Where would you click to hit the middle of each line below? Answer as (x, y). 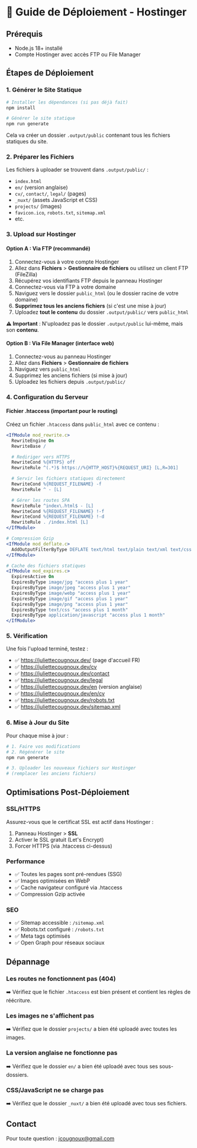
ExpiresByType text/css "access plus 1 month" (70, 610)
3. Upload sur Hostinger (41, 235)
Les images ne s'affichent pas (50, 1016)
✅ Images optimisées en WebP (52, 881)
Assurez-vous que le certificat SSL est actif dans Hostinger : (80, 822)
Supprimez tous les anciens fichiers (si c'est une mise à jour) (91, 306)
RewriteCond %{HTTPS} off (43, 462)
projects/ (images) (38, 206)
